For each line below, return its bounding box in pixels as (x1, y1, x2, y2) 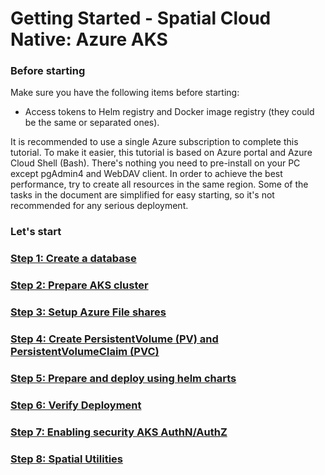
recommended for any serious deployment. (10, 200, 189, 212)
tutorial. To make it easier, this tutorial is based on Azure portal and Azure (10, 147, 313, 159)
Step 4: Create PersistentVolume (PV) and (10, 332, 219, 346)
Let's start (10, 225, 62, 239)
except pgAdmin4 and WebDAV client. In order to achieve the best (10, 168, 283, 180)
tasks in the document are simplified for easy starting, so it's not (10, 189, 275, 201)
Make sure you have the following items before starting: (10, 87, 240, 99)
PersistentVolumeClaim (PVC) (10, 345, 160, 359)
